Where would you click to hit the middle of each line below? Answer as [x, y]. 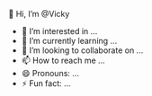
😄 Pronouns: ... [50, 73]
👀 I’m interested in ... [59, 31]
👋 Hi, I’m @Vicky [39, 14]
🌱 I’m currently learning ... [69, 41]
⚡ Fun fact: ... [46, 83]
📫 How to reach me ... [63, 60]
